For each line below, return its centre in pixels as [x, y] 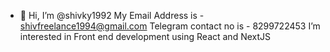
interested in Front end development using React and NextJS [145, 36]
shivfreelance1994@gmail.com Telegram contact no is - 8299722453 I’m [170, 26]
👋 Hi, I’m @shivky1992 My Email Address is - [112, 15]
